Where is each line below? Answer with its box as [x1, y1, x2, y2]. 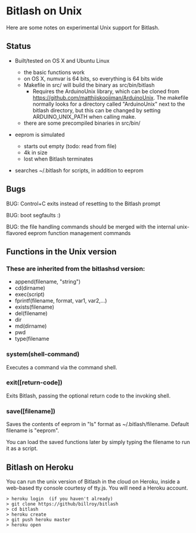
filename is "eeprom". [6, 427, 60, 434]
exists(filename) [14, 303, 55, 311]
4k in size [23, 149, 48, 156]
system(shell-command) [6, 350, 80, 359]
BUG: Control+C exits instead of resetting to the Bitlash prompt [6, 200, 161, 207]
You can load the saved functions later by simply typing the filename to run [6, 439, 191, 446]
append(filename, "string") [14, 278, 81, 285]
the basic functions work [23, 69, 85, 76]
